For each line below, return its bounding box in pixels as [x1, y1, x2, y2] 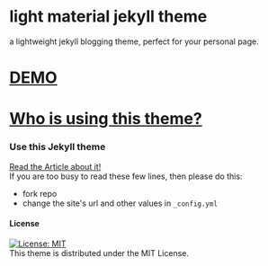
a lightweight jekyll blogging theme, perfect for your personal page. [9, 36, 259, 47]
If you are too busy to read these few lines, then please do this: [9, 171, 243, 182]
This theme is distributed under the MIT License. [9, 247, 189, 258]
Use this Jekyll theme [9, 141, 106, 154]
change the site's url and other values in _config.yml [22, 198, 219, 208]
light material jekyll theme [9, 6, 208, 27]
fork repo [22, 188, 58, 199]
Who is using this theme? [9, 109, 202, 129]
